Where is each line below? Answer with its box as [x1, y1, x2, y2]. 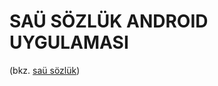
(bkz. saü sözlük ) [9, 64, 81, 76]
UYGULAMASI [9, 31, 129, 54]
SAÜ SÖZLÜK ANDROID [9, 10, 209, 33]
